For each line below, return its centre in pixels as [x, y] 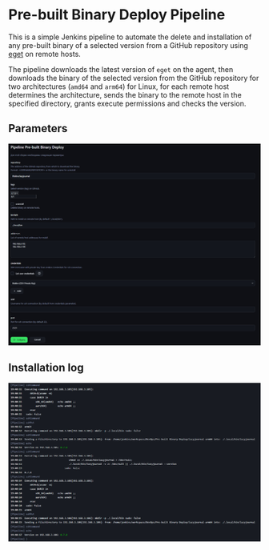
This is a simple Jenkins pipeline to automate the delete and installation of [130, 37]
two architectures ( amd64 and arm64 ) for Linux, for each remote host [119, 86]
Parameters [38, 128]
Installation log [46, 368]
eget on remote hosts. [45, 54]
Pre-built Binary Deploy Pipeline [117, 15]
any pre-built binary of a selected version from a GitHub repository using [128, 45]
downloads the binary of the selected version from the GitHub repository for [134, 78]
